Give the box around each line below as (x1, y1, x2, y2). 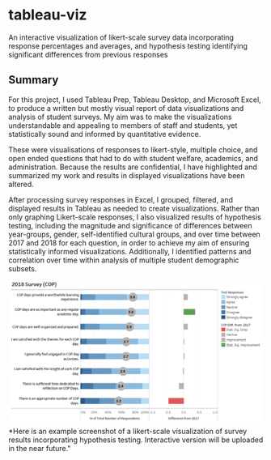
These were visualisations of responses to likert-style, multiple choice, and (8, 144, 258, 155)
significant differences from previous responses (8, 49, 168, 59)
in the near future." (8, 443, 71, 453)
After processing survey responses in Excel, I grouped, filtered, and (8, 194, 233, 204)
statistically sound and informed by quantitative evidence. (8, 129, 201, 138)
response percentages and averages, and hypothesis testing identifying (8, 40, 248, 50)
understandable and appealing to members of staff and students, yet (8, 120, 238, 130)
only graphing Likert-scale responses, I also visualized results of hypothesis (8, 212, 261, 222)
